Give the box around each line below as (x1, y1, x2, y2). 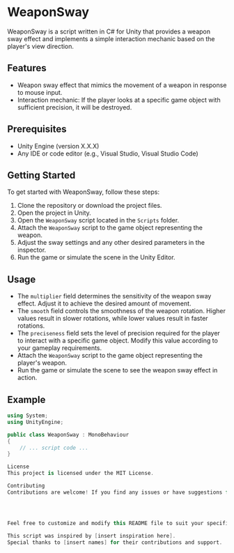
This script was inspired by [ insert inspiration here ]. (7, 532, 176, 539)
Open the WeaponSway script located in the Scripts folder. (17, 216, 180, 225)
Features (7, 62, 47, 74)
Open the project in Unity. (17, 209, 92, 217)
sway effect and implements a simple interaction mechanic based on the (7, 34, 215, 43)
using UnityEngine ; (7, 418, 64, 425)
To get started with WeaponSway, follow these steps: (7, 188, 160, 196)
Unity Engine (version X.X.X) (17, 142, 100, 150)
